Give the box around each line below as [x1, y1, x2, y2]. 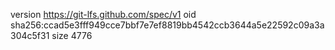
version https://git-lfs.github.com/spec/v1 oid [10, 9, 197, 20]
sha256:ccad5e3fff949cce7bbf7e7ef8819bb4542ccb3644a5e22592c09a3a [10, 19, 325, 31]
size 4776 [51, 30, 93, 41]
